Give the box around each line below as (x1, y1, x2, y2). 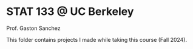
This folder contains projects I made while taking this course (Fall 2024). (6, 36, 187, 43)
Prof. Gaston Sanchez (6, 24, 61, 32)
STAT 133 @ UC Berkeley (6, 5, 134, 19)
